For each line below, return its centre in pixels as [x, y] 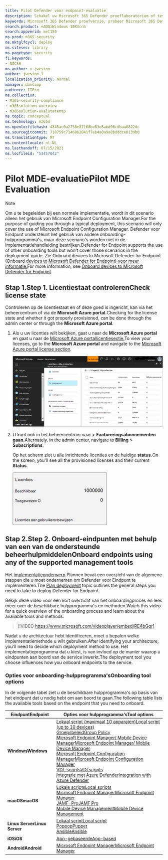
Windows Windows [27, 751]
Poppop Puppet [72, 826]
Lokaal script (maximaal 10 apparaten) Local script [108, 722]
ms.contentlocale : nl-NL [31, 143]
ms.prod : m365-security [30, 37]
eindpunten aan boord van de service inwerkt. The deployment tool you [78, 657]
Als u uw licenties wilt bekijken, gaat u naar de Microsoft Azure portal [85, 333]
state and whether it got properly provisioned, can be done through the [78, 318]
